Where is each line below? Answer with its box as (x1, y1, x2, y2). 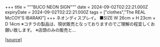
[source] (5, 37, 22, 43)
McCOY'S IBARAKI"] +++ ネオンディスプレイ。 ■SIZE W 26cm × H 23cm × (5, 15, 156, 21)
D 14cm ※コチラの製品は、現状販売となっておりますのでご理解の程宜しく (5, 21, 151, 27)
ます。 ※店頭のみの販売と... (21, 27, 76, 33)
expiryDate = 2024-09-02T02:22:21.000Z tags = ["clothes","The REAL (5, 9, 146, 15)
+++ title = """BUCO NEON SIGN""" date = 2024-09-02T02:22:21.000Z (5, 4, 148, 10)
